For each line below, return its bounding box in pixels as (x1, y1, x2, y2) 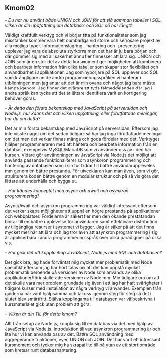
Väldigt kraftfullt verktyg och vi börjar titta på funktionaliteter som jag (5, 32, 147, 38)
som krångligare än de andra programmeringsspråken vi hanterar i (5, 74, 141, 80)
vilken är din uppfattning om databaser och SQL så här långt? (5, 22, 133, 28)
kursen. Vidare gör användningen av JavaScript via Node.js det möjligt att (5, 152, 156, 158)
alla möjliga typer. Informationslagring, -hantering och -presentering (5, 42, 145, 49)
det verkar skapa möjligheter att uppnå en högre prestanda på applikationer (5, 208, 160, 214)
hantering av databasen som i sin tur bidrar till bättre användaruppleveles (5, 162, 155, 168)
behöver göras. (5, 95, 36, 101)
